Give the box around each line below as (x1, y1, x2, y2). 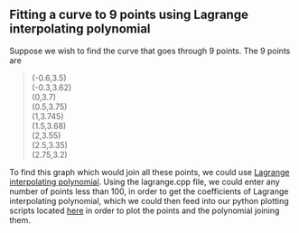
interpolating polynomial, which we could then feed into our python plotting (9, 195, 289, 206)
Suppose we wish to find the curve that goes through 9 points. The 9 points (9, 45, 291, 56)
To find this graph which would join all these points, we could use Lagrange (9, 166, 290, 177)
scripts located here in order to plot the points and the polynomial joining (9, 205, 280, 216)
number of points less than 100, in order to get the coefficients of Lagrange (9, 185, 289, 197)
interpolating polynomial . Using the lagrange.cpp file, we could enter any (9, 176, 280, 187)
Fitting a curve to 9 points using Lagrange (9, 7, 248, 23)
